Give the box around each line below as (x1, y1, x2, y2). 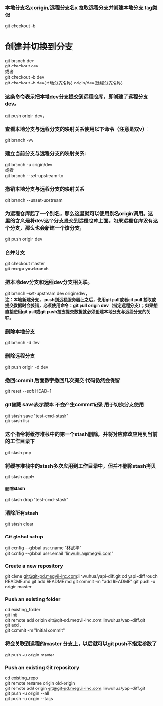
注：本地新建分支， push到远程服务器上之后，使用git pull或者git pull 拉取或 (5, 297, 156, 303)
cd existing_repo (5, 675, 38, 681)
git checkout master (5, 261, 45, 267)
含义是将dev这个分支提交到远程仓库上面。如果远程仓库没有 (15, 218, 153, 224)
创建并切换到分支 (5, 41, 74, 52)
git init (5, 612, 18, 618)
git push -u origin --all (5, 690, 49, 696)
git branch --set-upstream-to (5, 173, 64, 179)
